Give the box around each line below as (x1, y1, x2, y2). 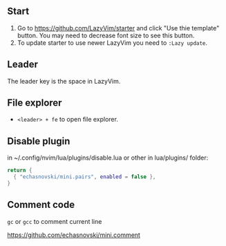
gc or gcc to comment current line (7, 217, 102, 225)
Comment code (7, 199, 75, 211)
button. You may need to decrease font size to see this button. (17, 31, 195, 39)
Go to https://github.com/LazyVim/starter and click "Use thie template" (17, 23, 220, 32)
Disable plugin (7, 135, 70, 147)
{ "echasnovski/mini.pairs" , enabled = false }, (13, 173, 156, 180)
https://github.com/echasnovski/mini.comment (7, 231, 140, 239)
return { (7, 167, 32, 174)
